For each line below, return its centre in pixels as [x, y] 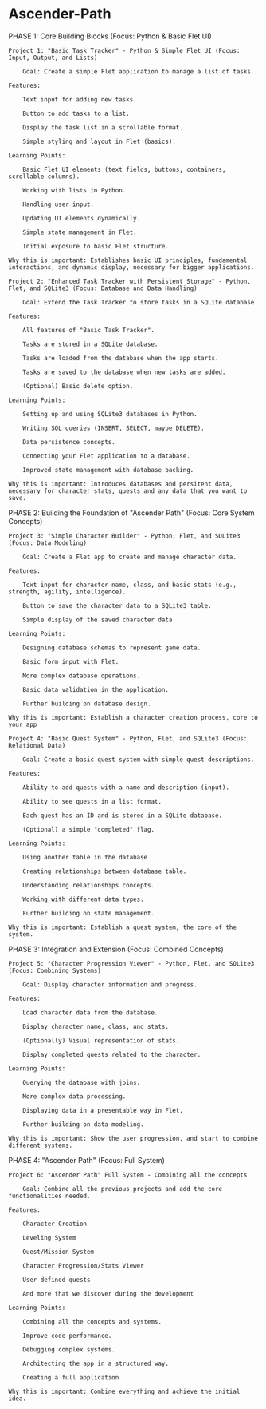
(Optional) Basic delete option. [78, 386]
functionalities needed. [49, 1196]
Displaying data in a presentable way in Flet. [103, 1110]
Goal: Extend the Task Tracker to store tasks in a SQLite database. [141, 302]
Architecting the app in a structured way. [96, 1363]
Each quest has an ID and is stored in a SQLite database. [123, 816]
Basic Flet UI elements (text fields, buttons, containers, [124, 169]
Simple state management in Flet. [80, 232]
